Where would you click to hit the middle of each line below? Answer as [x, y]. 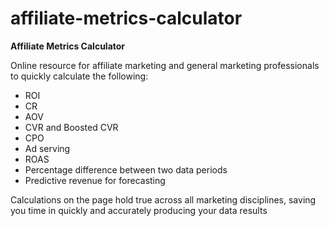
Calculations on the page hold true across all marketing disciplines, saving [163, 199]
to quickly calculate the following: [79, 76]
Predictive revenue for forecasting [95, 180]
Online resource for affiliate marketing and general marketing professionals [165, 65]
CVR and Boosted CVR [71, 127]
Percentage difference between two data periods [126, 169]
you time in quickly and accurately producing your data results [139, 210]
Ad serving [47, 148]
